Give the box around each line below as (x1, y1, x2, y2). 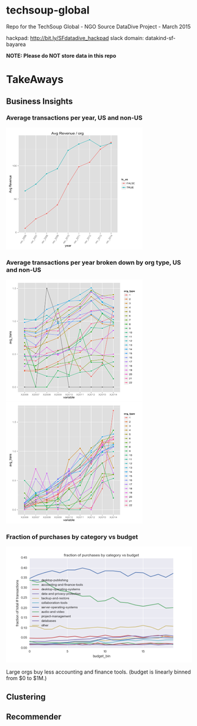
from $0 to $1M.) (6, 675, 47, 682)
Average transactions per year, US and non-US (6, 114, 143, 122)
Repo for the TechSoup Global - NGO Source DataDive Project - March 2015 (6, 23, 191, 30)
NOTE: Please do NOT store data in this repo (6, 52, 117, 59)
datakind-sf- (145, 34, 176, 41)
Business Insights (6, 96, 73, 106)
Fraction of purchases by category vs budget (6, 533, 139, 541)
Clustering (6, 692, 46, 702)
